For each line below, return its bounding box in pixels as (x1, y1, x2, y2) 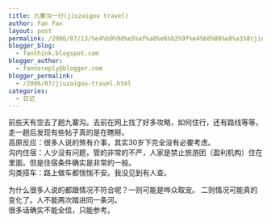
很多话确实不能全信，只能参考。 (8, 205, 115, 215)
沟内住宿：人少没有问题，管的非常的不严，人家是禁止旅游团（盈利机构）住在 (8, 148, 263, 157)
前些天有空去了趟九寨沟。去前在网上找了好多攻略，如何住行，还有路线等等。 (8, 118, 263, 128)
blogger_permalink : (8, 72, 74, 80)
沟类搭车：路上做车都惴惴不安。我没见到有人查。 (8, 168, 171, 178)
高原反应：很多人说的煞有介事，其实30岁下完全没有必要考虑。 (8, 138, 215, 148)
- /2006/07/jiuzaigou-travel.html (15, 79, 131, 87)
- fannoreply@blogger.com (15, 65, 103, 73)
